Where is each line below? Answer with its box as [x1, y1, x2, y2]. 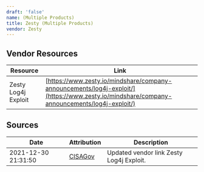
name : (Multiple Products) [6, 15, 75, 21]
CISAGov [69, 152, 95, 160]
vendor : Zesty [6, 26, 42, 32]
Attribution [69, 138, 101, 146]
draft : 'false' [6, 9, 45, 15]
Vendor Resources [6, 48, 78, 58]
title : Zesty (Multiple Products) [6, 20, 94, 26]
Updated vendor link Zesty [107, 148, 183, 157]
